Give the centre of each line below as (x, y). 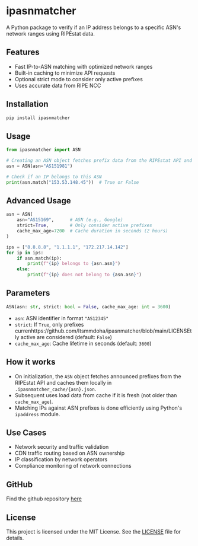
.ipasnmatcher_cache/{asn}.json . (55, 389)
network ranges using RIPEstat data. (50, 33)
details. (15, 538)
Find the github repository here (44, 499)
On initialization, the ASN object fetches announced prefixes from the (98, 376)
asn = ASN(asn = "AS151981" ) (39, 166)
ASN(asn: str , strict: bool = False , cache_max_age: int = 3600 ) (88, 306)
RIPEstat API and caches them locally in (63, 382)
